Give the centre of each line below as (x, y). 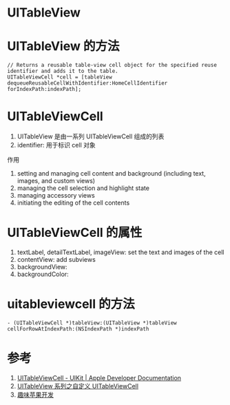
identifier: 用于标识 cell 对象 (56, 145)
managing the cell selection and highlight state (83, 188)
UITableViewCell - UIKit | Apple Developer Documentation (99, 377)
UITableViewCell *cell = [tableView (60, 77)
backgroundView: (42, 267)
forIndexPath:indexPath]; (44, 90)
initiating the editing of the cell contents (73, 203)
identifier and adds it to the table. (63, 71)
